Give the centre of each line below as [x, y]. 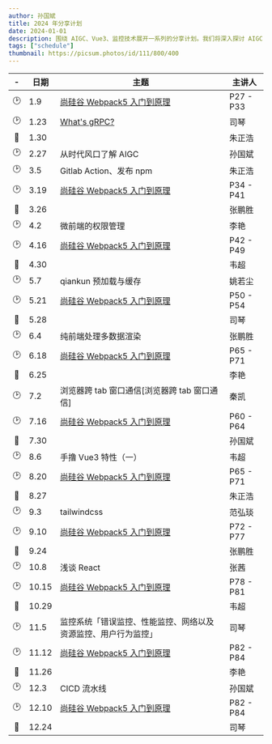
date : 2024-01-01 [38, 31]
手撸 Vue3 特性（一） [101, 457]
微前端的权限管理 [93, 226]
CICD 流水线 [83, 688]
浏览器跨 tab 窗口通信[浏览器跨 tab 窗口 [135, 391]
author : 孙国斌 [32, 16]
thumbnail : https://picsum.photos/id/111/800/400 [94, 53]
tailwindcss [82, 512]
